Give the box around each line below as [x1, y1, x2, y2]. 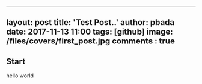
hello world [6, 72, 34, 79]
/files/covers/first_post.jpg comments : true [6, 36, 176, 46]
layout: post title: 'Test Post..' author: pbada [6, 17, 175, 27]
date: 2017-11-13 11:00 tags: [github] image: [6, 27, 173, 37]
